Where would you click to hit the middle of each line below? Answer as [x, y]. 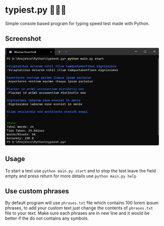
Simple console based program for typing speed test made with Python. [77, 23]
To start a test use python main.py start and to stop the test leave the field [81, 170]
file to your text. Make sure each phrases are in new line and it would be [77, 213]
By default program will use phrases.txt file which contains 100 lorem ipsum [82, 203]
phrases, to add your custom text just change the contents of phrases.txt [79, 208]
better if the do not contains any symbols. [47, 218]
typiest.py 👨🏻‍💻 [36, 10]
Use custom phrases [37, 191]
